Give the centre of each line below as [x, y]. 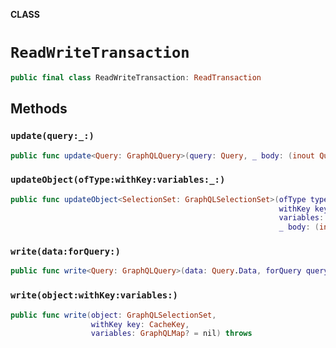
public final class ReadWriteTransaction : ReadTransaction [136, 77]
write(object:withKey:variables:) [94, 295]
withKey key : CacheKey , [140, 324]
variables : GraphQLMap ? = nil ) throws [171, 334]
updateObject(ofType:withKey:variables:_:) [118, 180]
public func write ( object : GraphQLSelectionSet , [113, 315]
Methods [39, 109]
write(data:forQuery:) [65, 252]
